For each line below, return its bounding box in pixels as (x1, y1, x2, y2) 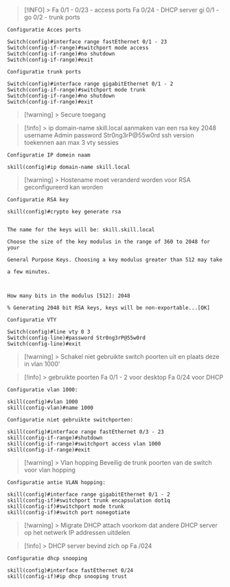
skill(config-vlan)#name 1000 (7, 404, 94, 411)
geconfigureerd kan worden (23, 183, 103, 191)
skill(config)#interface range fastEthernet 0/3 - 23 (7, 428, 165, 435)
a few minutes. (7, 268, 51, 275)
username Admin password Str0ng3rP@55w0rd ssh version (23, 131, 194, 139)
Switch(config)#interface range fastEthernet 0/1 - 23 (7, 38, 168, 45)
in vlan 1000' (23, 360, 60, 368)
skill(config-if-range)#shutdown (7, 435, 103, 441)
